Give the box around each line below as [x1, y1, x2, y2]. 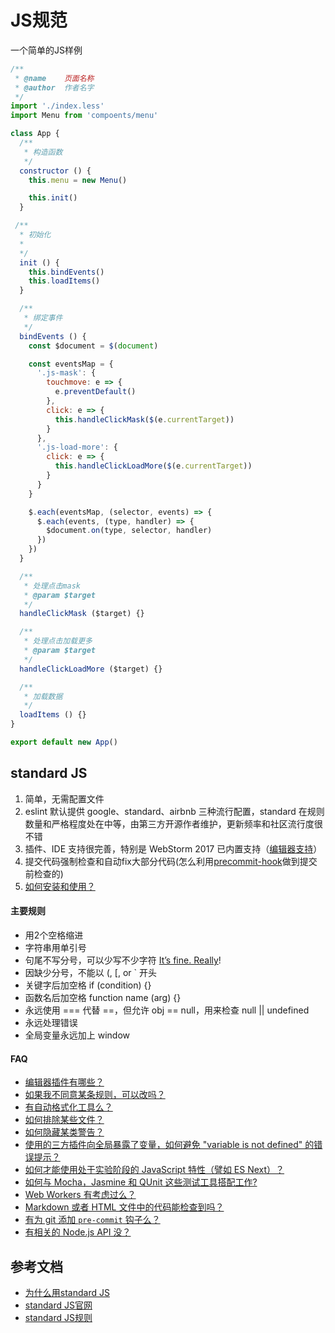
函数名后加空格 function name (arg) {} [24, 991, 182, 1003]
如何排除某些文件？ [24, 1114, 105, 1126]
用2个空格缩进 [24, 929, 84, 941]
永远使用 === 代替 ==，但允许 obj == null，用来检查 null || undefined [24, 1004, 310, 1016]
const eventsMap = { [28, 359, 114, 369]
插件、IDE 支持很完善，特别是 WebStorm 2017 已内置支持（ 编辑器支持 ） [24, 842, 323, 855]
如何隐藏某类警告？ [24, 1126, 105, 1138]
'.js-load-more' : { [36, 442, 118, 453]
